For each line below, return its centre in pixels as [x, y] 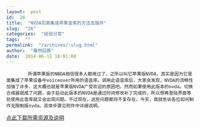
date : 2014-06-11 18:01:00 [41, 56]
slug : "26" [21, 28]
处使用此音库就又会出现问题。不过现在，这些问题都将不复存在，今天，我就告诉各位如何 [98, 99]
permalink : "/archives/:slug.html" [52, 46]
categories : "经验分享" [35, 34]
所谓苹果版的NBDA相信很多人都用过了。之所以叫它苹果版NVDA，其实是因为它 [108, 74]
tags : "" [19, 40]
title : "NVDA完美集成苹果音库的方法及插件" [56, 23]
